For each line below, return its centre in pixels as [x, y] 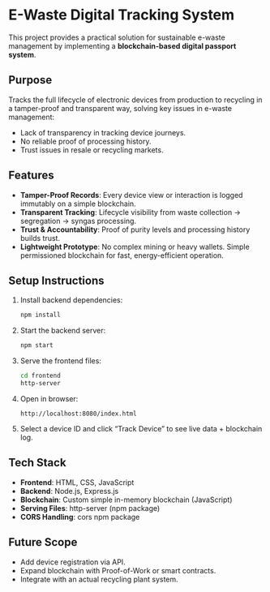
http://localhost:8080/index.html [78, 414]
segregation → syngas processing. [78, 221]
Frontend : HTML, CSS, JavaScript [77, 482]
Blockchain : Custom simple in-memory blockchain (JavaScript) [126, 500]
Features [31, 176]
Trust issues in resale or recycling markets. [92, 150]
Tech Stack [37, 463]
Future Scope [43, 542]
